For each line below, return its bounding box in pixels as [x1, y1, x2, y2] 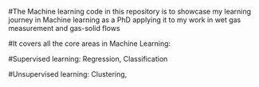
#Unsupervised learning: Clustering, [8, 70, 128, 78]
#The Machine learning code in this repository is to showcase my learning [8, 7, 252, 16]
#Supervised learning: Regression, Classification [8, 55, 168, 63]
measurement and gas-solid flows [8, 24, 121, 32]
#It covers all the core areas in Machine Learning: [8, 39, 171, 48]
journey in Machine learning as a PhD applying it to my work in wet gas [8, 15, 241, 25]
